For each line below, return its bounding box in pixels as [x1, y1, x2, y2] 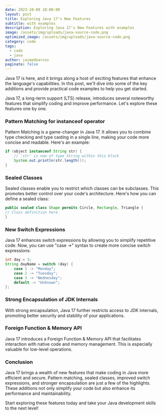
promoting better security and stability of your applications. [5, 312, 125, 318]
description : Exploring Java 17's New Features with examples [5, 26, 135, 30]
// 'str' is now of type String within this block [14, 154, 119, 158]
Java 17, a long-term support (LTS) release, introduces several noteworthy [5, 95, 154, 101]
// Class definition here [5, 210, 58, 215]
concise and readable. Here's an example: [5, 139, 90, 145]
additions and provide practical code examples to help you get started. [5, 86, 148, 92]
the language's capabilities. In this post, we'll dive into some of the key [5, 80, 148, 86]
